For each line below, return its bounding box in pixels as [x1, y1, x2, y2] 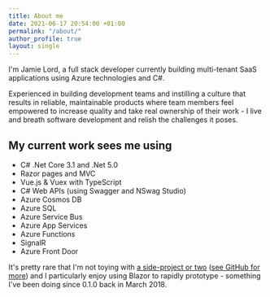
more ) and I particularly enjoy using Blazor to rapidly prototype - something [8, 270, 262, 281]
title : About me [8, 11, 63, 20]
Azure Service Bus [20, 212, 83, 221]
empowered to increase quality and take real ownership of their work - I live [8, 107, 262, 116]
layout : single [8, 42, 60, 50]
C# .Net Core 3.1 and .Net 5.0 [20, 159, 118, 169]
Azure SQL [20, 203, 57, 212]
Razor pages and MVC [20, 168, 96, 178]
